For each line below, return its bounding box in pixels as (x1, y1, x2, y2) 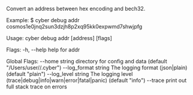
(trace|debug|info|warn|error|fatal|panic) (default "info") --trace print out (6, 77, 187, 84)
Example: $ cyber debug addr (6, 17, 80, 23)
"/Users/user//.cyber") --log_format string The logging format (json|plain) (6, 64, 188, 71)
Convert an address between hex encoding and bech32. (6, 5, 146, 12)
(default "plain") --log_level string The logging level (6, 71, 133, 77)
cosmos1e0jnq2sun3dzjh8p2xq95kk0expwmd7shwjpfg (6, 23, 143, 30)
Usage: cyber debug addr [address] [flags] (6, 35, 113, 41)
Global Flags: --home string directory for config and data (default (6, 58, 167, 65)
